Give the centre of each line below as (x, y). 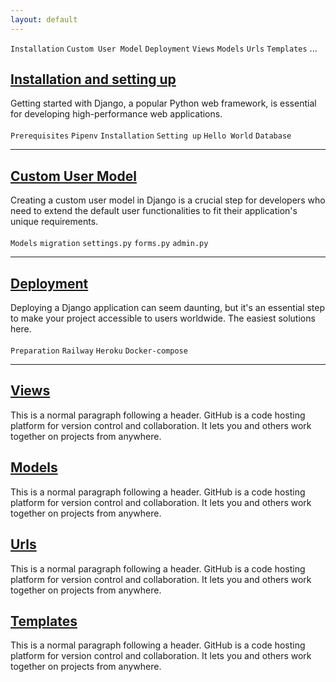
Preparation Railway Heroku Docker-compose (99, 351)
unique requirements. (54, 222)
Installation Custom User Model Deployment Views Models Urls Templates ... (164, 48)
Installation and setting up (93, 79)
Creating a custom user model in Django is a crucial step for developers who (168, 200)
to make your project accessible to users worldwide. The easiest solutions (163, 318)
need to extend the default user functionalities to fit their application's (154, 211)
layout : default (44, 19)
